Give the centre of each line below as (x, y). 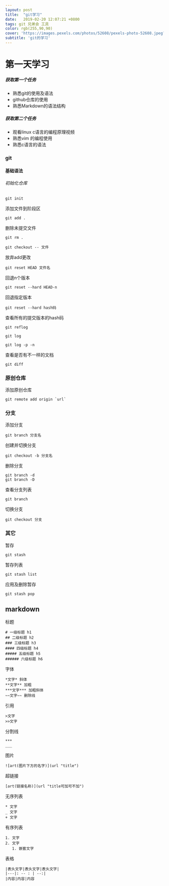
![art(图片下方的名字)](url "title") (42, 766)
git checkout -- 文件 (27, 247)
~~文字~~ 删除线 (20, 696)
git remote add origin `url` (36, 399)
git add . (16, 218)
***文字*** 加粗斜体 (24, 691)
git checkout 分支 (24, 520)
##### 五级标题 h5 (23, 654)
